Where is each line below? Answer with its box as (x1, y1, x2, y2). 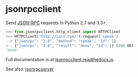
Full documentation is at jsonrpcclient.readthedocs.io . (5, 57, 115, 63)
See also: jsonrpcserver (5, 66, 54, 72)
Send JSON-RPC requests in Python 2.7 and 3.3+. (5, 20, 107, 26)
